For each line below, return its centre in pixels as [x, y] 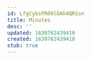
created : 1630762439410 [41, 39]
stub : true [23, 46]
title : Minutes [29, 20]
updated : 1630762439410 [41, 33]
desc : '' [20, 26]
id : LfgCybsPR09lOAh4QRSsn [46, 13]
